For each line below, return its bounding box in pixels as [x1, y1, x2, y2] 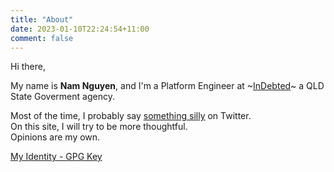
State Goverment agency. [10, 91, 115, 103]
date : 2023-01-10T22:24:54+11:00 [10, 24, 150, 34]
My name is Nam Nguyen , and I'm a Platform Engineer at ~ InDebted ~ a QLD [10, 80, 325, 92]
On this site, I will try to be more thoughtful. [10, 121, 188, 133]
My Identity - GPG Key [10, 151, 103, 163]
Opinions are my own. [10, 131, 101, 143]
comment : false [10, 33, 74, 43]
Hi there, [10, 61, 46, 73]
